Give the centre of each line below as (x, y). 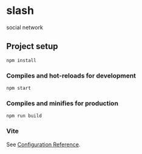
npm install (21, 60)
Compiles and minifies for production (62, 103)
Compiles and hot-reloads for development (71, 75)
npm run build (24, 116)
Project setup (32, 46)
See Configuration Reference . (43, 144)
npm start (19, 89)
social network (25, 27)
